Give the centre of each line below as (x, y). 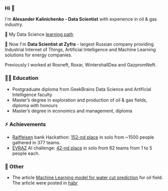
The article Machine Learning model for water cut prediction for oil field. (88, 178)
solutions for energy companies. (39, 55)
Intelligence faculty (32, 94)
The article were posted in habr (45, 183)
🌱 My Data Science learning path (39, 35)
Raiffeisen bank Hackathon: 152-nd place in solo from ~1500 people (83, 137)
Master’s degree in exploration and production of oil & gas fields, (80, 100)
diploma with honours (35, 105)
